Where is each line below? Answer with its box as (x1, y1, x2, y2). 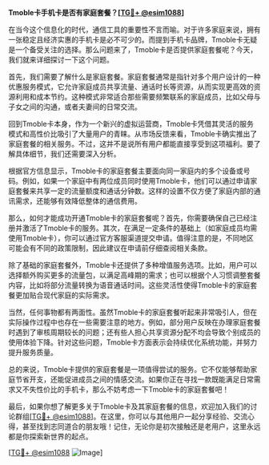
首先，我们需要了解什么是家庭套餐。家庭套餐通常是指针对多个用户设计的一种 (8, 72, 261, 81)
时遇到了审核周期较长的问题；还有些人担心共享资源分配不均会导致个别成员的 (8, 328, 261, 337)
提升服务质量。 (8, 348, 58, 357)
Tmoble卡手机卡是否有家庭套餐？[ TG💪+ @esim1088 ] (8, 8, 184, 17)
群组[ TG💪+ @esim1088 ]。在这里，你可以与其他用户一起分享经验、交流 (14, 412, 248, 421)
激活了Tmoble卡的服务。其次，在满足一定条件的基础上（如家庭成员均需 (22, 224, 258, 232)
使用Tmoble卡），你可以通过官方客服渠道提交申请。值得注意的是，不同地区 (8, 233, 255, 243)
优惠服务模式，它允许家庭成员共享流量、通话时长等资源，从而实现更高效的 (8, 82, 254, 91)
